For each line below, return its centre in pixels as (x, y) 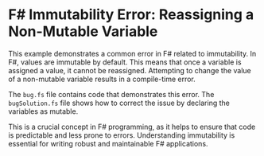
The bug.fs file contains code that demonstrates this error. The (111, 94)
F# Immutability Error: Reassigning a (131, 15)
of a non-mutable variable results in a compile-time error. (102, 79)
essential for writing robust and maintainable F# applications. (108, 143)
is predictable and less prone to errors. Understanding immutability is (122, 135)
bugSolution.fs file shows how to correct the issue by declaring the (119, 103)
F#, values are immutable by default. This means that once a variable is (125, 62)
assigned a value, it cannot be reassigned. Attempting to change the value (130, 70)
